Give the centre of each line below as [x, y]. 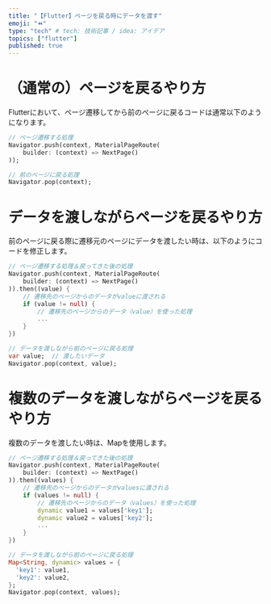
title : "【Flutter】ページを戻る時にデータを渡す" [85, 16]
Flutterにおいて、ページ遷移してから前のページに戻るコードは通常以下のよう [135, 112]
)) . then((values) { [41, 480]
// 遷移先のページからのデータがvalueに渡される [94, 296]
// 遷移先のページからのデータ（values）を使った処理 [117, 503]
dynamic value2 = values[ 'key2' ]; [95, 518]
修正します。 [50, 251]
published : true [35, 46]
